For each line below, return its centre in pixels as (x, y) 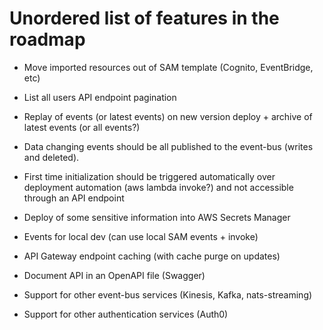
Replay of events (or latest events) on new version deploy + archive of (168, 116)
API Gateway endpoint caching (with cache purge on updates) (152, 256)
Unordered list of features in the (144, 18)
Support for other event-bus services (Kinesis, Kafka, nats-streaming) (168, 294)
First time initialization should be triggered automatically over (149, 176)
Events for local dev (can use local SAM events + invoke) (141, 236)
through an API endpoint (74, 198)
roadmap (47, 39)
